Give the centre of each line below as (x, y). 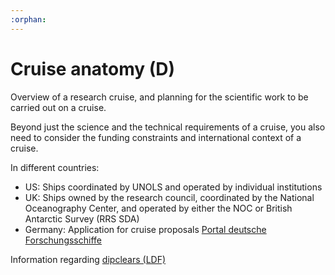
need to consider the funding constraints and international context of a (156, 137)
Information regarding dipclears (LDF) (88, 259)
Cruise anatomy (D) (93, 68)
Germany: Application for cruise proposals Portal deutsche (145, 229)
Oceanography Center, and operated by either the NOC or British (158, 208)
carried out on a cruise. (58, 107)
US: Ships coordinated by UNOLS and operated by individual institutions (173, 187)
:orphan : (28, 19)
